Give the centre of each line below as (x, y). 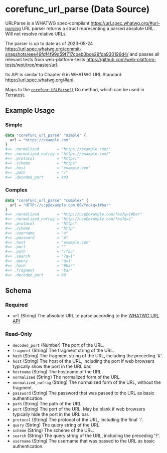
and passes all (144, 54)
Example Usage (30, 110)
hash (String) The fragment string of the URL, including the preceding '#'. (88, 356)
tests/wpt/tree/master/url (31, 65)
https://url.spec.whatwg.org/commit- (43, 49)
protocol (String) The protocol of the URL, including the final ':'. (78, 419)
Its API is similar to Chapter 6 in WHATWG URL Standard (63, 74)
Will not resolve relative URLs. (36, 34)
